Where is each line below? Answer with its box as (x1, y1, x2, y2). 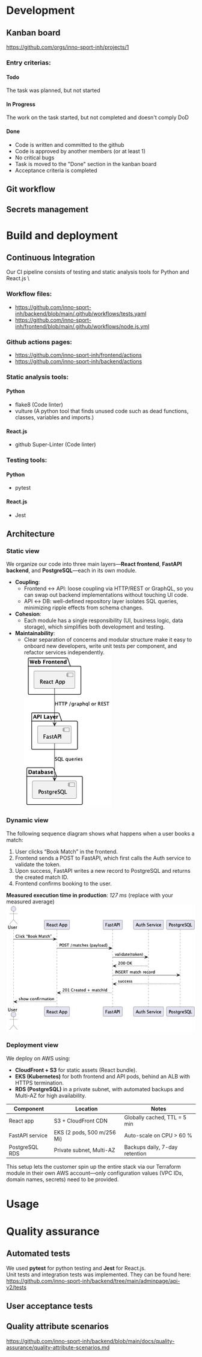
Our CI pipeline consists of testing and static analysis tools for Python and (6, 268, 189, 275)
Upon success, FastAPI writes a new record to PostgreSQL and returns (14, 867, 191, 874)
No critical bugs (14, 154, 55, 161)
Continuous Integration (6, 252, 95, 262)
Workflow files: (6, 290, 52, 298)
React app (8, 1117, 34, 1124)
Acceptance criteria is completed (14, 167, 97, 174)
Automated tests (6, 1249, 70, 1259)
